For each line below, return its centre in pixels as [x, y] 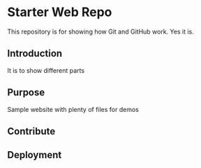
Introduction [35, 54]
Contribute [31, 131]
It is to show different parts [46, 70]
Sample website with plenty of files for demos [73, 109]
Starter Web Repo [60, 12]
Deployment [35, 155]
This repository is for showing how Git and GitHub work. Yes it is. [100, 31]
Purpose [26, 93]
